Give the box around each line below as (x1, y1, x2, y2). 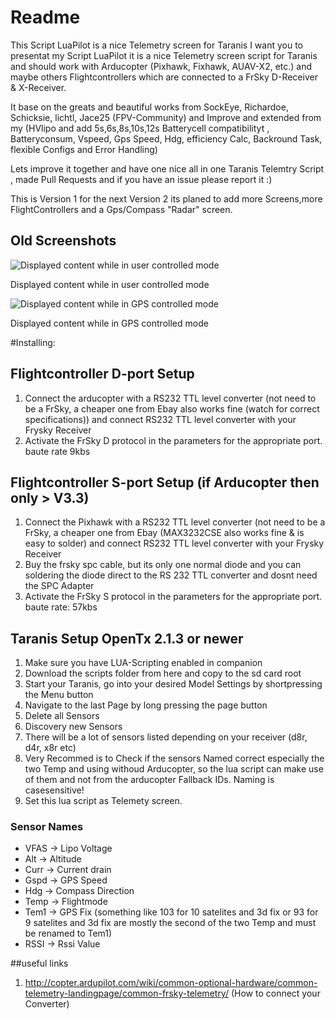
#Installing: (10, 336, 56, 348)
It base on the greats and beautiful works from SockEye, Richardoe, (10, 101, 289, 113)
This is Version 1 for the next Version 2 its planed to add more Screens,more (10, 192, 323, 205)
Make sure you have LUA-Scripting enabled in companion (24, 657, 263, 669)
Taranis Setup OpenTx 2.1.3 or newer (10, 630, 244, 647)
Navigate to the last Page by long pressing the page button (24, 699, 268, 711)
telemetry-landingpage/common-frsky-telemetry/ (24, 987, 229, 1000)
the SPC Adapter (24, 580, 95, 592)
